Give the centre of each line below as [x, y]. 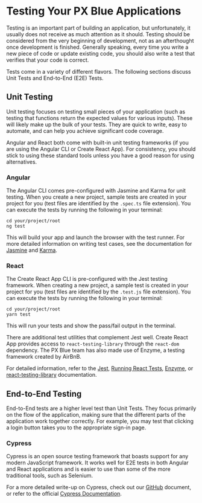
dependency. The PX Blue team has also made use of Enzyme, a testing [96, 350]
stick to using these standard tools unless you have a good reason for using [100, 155]
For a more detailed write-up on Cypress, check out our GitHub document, [99, 487]
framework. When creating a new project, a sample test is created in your [97, 286]
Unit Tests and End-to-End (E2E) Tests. [55, 78]
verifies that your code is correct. [48, 60]
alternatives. [22, 162]
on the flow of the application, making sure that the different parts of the [96, 415]
